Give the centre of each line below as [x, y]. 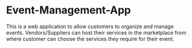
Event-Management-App [69, 10]
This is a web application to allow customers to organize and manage [90, 26]
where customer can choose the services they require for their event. [90, 39]
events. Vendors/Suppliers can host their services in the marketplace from [96, 32]
